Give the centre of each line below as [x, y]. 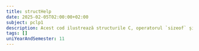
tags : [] [17, 33]
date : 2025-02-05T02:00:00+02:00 [47, 17]
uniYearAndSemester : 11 [36, 39]
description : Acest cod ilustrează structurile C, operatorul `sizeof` [96, 28]
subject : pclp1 [25, 22]
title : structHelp [29, 11]
